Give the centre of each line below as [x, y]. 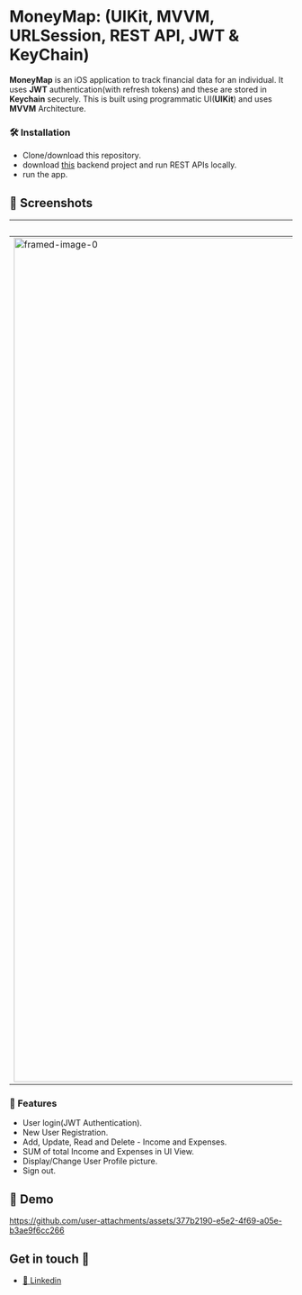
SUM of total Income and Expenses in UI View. [108, 1152]
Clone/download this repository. [82, 156]
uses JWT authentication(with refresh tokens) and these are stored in [138, 89]
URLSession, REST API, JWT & [124, 36]
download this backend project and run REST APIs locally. [129, 165]
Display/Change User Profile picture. [90, 1161]
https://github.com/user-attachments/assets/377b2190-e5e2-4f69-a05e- [146, 1221]
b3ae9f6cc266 [37, 1230]
